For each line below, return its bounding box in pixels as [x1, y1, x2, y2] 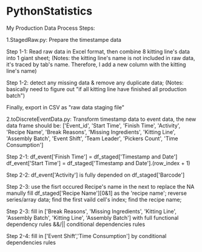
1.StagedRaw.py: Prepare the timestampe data [6, 36, 121, 43]
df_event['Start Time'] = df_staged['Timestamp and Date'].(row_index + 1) [6, 159, 190, 166]
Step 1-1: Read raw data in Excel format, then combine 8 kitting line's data [6, 47, 190, 55]
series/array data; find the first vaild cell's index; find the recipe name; [6, 196, 182, 203]
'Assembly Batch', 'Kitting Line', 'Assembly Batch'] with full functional [6, 214, 179, 221]
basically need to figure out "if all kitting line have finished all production [6, 85, 187, 92]
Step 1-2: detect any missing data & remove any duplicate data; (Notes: [6, 79, 184, 86]
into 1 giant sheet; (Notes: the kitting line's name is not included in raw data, [6, 54, 195, 61]
